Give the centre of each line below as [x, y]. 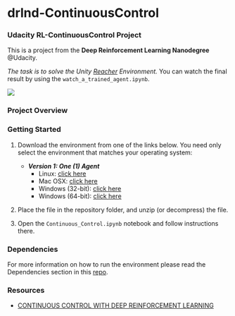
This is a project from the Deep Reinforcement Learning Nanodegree [108, 50]
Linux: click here [62, 174]
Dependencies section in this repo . [58, 272]
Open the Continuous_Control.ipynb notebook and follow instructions [118, 223]
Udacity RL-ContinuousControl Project [75, 35]
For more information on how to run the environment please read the [107, 265]
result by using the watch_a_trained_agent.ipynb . [78, 79]
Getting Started [34, 130]
